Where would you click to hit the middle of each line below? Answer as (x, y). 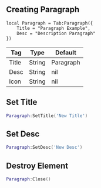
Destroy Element (37, 165)
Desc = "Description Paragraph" (56, 33)
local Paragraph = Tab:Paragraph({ (50, 23)
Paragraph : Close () (28, 179)
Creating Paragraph (43, 10)
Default (66, 52)
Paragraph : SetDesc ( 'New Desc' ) (44, 148)
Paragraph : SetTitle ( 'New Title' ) (47, 116)
